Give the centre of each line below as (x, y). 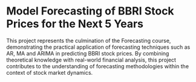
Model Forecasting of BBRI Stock (90, 11)
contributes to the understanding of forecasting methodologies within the (98, 66)
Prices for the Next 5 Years (75, 24)
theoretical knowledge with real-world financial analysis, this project (91, 60)
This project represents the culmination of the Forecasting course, (89, 40)
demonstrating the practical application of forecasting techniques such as (98, 47)
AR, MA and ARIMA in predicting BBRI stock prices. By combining (88, 53)
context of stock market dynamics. (50, 72)
